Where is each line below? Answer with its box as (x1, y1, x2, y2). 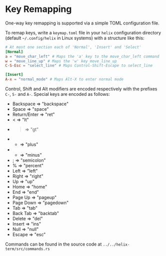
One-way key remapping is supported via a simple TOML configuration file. (5, 20, 160, 26)
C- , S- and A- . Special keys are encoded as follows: (5, 91, 110, 97)
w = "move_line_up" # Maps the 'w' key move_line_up (5, 58, 117, 63)
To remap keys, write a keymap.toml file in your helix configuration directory (5, 29, 161, 35)
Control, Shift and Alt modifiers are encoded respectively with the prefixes (5, 86, 158, 92)
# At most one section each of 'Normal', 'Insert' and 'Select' (5, 44, 142, 49)
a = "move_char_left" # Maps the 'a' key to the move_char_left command (5, 54, 160, 59)
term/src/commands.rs (5, 247, 50, 252)
